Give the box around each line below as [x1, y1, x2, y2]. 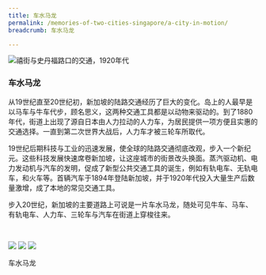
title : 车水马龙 [8, 11, 57, 20]
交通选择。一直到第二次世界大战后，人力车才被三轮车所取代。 [8, 126, 210, 136]
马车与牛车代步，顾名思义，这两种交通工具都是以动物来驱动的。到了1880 [14, 107, 253, 116]
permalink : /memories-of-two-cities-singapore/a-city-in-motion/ [8, 19, 228, 27]
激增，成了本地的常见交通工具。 [14, 183, 120, 192]
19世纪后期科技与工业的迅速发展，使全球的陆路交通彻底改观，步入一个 [8, 143, 237, 153]
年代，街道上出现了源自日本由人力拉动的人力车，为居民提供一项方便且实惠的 [8, 116, 258, 126]
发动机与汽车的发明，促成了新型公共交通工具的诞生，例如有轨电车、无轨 [14, 163, 251, 172]
